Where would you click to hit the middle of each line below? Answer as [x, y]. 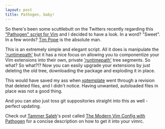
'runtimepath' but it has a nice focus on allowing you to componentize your [82, 54]
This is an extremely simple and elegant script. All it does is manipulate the [82, 49]
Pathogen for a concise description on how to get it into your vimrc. [74, 121]
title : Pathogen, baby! [30, 15]
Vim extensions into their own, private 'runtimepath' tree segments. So [78, 60]
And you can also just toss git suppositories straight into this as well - [77, 100]
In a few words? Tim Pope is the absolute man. [53, 39]
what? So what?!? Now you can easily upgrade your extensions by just [78, 65]
